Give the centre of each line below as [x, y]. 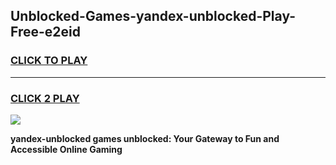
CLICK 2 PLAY [45, 98]
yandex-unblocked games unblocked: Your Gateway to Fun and [145, 138]
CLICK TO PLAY [49, 61]
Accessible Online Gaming [66, 149]
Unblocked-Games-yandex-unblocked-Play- [153, 16]
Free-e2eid [45, 32]
